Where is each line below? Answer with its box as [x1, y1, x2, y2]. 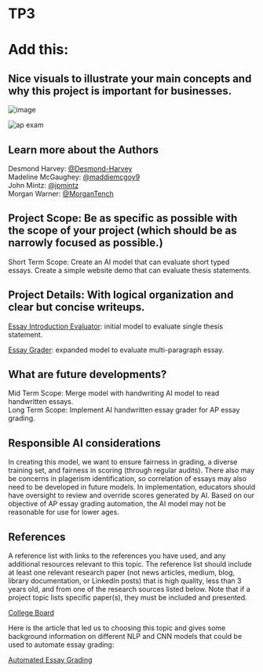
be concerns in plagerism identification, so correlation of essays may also [8, 474, 247, 483]
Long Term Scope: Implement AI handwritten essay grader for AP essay [8, 406, 240, 415]
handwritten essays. [8, 397, 74, 406]
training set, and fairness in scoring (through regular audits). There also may [8, 465, 255, 476]
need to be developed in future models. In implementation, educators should [8, 483, 256, 492]
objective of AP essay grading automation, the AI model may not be [8, 499, 226, 509]
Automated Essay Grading [8, 655, 93, 665]
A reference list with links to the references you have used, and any [8, 551, 226, 560]
